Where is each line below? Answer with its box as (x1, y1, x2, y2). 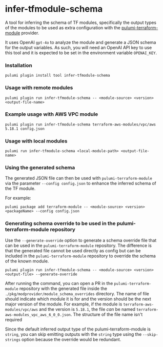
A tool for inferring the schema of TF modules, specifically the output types (5, 20, 157, 25)
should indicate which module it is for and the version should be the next (5, 296, 151, 302)
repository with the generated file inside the (19, 286, 107, 291)
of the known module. (5, 258, 49, 264)
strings (5, 337, 21, 342)
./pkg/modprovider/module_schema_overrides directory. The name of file (5, 290, 149, 296)
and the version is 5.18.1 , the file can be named (39, 306, 136, 312)
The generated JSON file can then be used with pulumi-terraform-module (5, 175, 152, 181)
